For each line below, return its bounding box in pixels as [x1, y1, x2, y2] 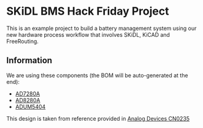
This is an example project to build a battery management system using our [6, 24, 197, 32]
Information [6, 55, 53, 66]
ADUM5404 [15, 103, 46, 110]
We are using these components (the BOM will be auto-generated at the [6, 72, 188, 79]
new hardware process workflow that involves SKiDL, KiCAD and [6, 31, 170, 38]
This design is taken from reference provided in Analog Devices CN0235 [6, 115, 190, 122]
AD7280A [15, 90, 40, 97]
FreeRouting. [6, 37, 39, 45]
